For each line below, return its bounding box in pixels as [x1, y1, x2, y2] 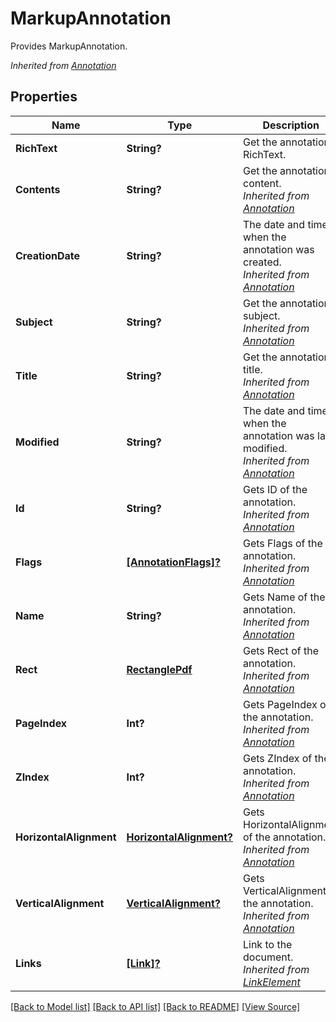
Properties [10, 88, 78, 106]
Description [262, 118, 320, 132]
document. [242, 950, 294, 964]
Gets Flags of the [242, 536, 323, 550]
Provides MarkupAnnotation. [10, 40, 128, 52]
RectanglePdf [126, 662, 193, 676]
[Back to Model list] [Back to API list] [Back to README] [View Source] [10, 1000, 301, 1012]
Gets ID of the [242, 482, 308, 496]
